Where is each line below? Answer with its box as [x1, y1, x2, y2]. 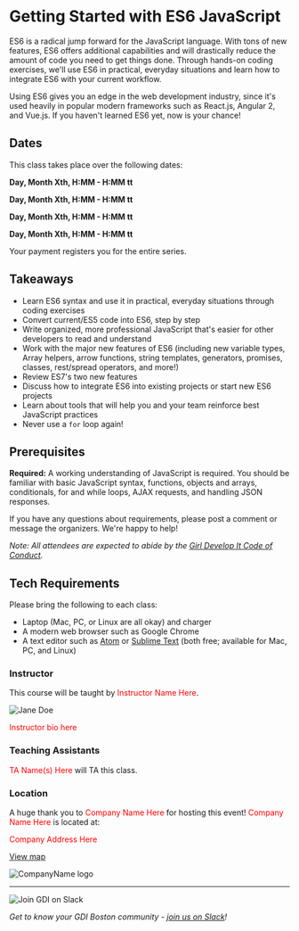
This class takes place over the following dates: [9, 159, 183, 170]
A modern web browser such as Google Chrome [21, 626, 200, 637]
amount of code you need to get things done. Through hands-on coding [9, 54, 273, 65]
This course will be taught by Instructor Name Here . [9, 688, 199, 698]
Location [9, 787, 49, 799]
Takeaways [9, 272, 74, 287]
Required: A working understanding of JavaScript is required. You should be [9, 468, 290, 479]
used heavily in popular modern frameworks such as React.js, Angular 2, [9, 100, 276, 111]
